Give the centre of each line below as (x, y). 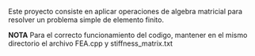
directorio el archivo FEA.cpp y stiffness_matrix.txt (90, 43)
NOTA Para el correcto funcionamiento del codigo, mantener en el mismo (128, 35)
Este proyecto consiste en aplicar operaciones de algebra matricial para (126, 11)
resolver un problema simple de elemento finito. (86, 20)
